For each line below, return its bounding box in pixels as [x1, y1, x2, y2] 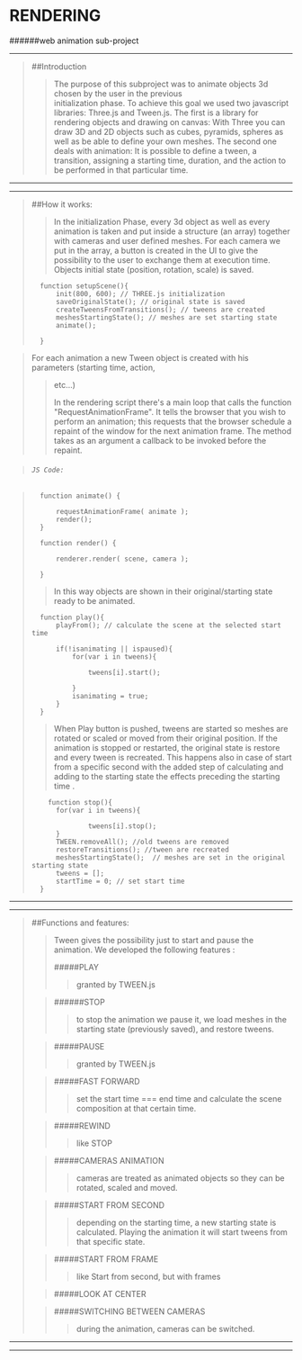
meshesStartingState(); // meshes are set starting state [55, 312, 278, 322]
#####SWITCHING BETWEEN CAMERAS [53, 1306, 206, 1317]
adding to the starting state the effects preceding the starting [53, 771, 280, 782]
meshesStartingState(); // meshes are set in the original [55, 853, 286, 862]
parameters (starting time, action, [31, 362, 155, 373]
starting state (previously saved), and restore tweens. [75, 1023, 274, 1035]
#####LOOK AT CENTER [53, 1289, 147, 1300]
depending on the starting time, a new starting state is [75, 1217, 277, 1229]
